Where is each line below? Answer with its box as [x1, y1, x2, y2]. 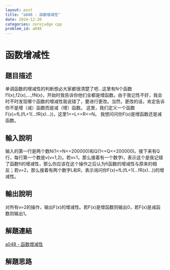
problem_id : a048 [5, 26, 42, 31]
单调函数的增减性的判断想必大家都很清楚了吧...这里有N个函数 [5, 86, 133, 92]
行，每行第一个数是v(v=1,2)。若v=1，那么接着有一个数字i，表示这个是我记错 [5, 154, 163, 160]
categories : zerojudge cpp [5, 21, 62, 27]
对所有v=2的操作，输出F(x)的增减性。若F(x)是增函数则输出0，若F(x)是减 [5, 204, 156, 210]
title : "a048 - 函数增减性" [5, 12, 61, 17]
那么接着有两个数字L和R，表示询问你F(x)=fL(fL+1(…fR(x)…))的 [31, 167, 160, 173]
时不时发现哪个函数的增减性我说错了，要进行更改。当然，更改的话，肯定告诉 [5, 98, 165, 104]
